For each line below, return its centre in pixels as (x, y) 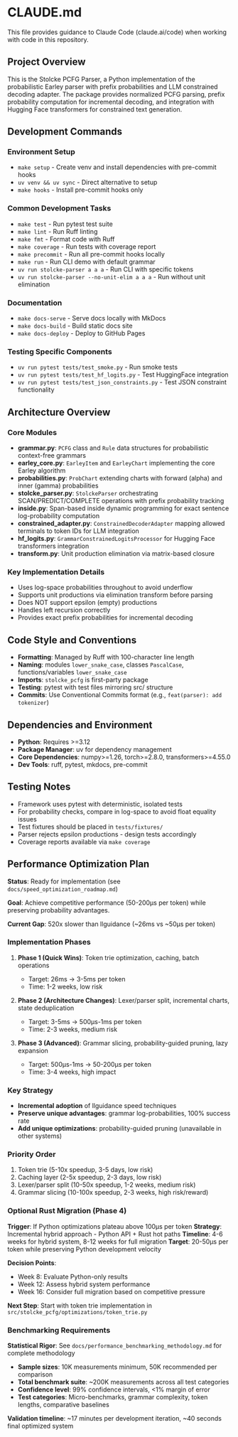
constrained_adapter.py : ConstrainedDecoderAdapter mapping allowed (121, 524)
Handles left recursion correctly (64, 610)
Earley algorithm (42, 470)
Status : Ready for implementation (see (64, 881)
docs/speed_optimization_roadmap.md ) (63, 888)
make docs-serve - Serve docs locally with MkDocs (92, 318)
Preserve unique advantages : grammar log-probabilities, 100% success (124, 1114)
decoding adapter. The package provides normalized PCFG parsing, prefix (116, 94)
